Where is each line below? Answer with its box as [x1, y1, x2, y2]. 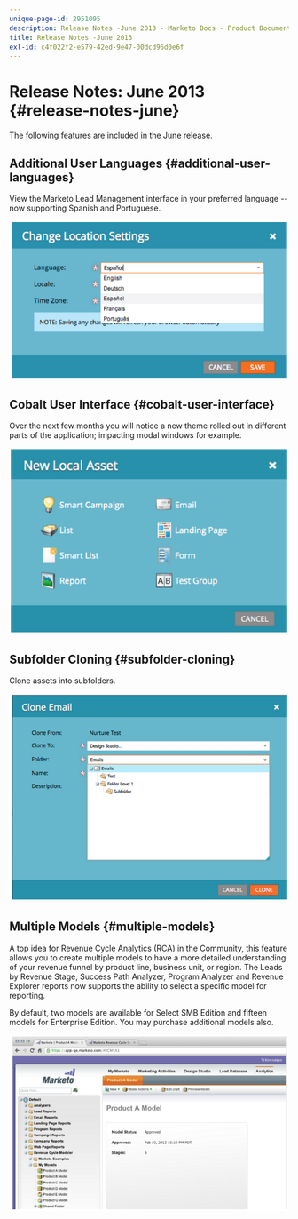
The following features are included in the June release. [9, 130, 213, 141]
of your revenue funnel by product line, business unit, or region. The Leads [9, 961, 283, 972]
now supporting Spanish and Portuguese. [9, 203, 161, 213]
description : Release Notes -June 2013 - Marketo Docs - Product [9, 23, 255, 33]
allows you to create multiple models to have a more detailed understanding [9, 952, 286, 963]
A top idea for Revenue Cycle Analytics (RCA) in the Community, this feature [9, 943, 288, 953]
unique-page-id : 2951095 [9, 14, 101, 23]
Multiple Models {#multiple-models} [9, 920, 216, 935]
